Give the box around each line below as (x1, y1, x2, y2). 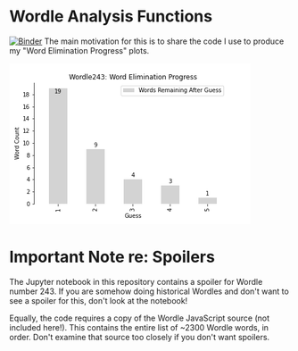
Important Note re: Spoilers (9, 247, 216, 267)
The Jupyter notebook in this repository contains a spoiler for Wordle (9, 276, 263, 287)
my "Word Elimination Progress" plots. (9, 45, 150, 55)
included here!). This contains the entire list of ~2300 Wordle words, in (9, 322, 269, 332)
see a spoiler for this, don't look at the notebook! (9, 295, 188, 305)
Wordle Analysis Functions (9, 6, 212, 27)
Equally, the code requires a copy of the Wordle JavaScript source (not (9, 313, 270, 323)
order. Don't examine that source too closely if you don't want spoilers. (9, 331, 270, 342)
